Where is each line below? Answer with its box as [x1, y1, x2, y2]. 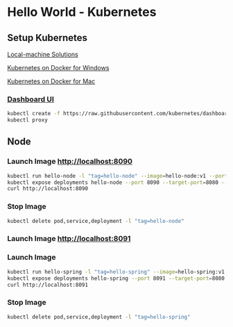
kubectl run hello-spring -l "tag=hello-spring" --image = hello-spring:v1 [7, 268, 225, 275]
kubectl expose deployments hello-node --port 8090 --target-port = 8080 [7, 178, 218, 186]
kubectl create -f [7, 110, 60, 117]
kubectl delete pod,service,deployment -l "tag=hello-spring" [7, 313, 191, 320]
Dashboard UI [7, 94, 54, 104]
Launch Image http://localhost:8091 [7, 234, 131, 244]
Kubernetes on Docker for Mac [7, 77, 96, 85]
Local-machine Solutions [7, 50, 78, 58]
